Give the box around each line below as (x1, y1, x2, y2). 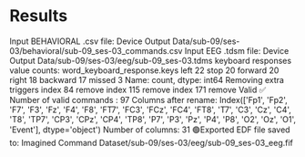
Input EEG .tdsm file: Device (184, 45, 290, 56)
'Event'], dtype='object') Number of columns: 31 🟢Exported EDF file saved (9, 124, 290, 135)
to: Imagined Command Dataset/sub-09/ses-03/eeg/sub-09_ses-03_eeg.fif (9, 137, 294, 148)
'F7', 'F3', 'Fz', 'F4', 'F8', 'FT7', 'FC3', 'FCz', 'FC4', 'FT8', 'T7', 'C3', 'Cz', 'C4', (9, 104, 291, 115)
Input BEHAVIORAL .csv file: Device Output (9, 36, 171, 47)
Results (9, 5, 68, 26)
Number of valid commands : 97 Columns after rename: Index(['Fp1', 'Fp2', (9, 94, 289, 105)
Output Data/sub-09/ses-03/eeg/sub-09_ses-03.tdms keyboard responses (9, 55, 292, 66)
